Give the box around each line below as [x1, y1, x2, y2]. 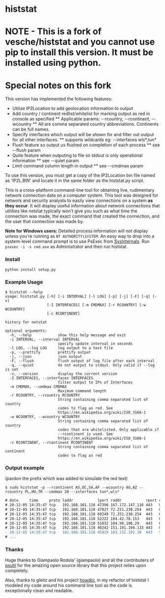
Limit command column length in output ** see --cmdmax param [12, 163, 143, 169]
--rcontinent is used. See [57, 431, 113, 436]
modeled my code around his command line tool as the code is [5, 582, 132, 588]
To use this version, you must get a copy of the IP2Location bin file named [5, 172, 156, 178]
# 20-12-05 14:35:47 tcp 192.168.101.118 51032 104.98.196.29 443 [5, 521, 153, 526]
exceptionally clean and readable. [5, 588, 74, 594]
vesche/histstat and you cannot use [5, 36, 155, 48]
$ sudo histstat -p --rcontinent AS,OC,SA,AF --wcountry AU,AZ [5, 485, 137, 490]
